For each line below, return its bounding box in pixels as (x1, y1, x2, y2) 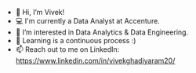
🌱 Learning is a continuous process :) (15, 36, 136, 45)
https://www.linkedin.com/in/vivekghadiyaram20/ (15, 56, 176, 65)
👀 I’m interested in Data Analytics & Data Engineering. (15, 27, 189, 37)
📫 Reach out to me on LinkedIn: (15, 45, 120, 54)
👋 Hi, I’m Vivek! (15, 8, 65, 16)
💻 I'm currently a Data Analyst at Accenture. (15, 16, 161, 25)
